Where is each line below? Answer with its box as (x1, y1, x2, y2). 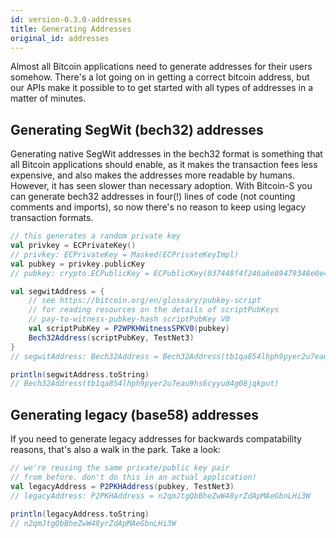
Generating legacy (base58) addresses (10, 406, 260, 423)
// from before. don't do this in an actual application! (10, 472, 257, 482)
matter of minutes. (10, 92, 87, 105)
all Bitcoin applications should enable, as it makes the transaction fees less (10, 159, 318, 171)
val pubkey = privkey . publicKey (10, 259, 145, 269)
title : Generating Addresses (10, 24, 132, 34)
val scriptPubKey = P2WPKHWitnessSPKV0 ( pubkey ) (28, 324, 230, 334)
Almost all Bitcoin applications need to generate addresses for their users (10, 61, 313, 73)
